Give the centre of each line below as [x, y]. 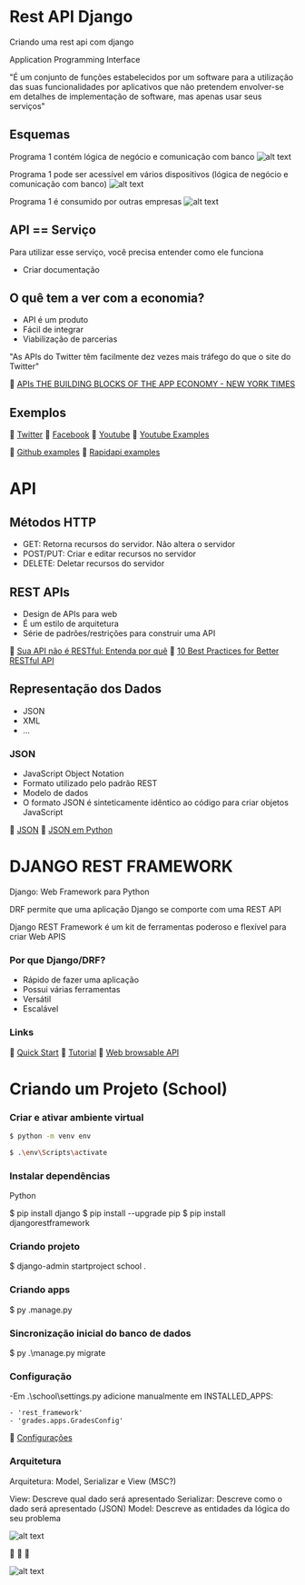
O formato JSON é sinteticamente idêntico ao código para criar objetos [155, 802]
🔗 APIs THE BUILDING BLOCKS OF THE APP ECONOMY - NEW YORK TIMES [152, 384]
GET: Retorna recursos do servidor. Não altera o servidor [129, 544]
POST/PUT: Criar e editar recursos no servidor [109, 554]
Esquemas [40, 135]
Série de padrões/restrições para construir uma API [119, 633]
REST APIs [40, 592]
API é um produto [55, 320]
